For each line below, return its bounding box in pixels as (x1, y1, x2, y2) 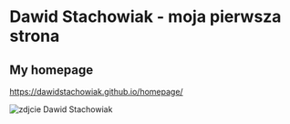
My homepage (9, 62, 94, 77)
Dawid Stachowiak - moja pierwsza (9, 6, 282, 27)
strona (9, 26, 60, 46)
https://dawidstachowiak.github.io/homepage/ (9, 87, 184, 97)
